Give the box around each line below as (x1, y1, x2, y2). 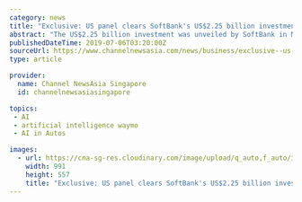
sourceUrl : (9, 47, 50, 56)
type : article (9, 55, 63, 64)
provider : (9, 71, 47, 81)
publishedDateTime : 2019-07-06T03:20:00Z (9, 38, 167, 48)
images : (9, 145, 39, 154)
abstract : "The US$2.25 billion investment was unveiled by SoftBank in (9, 30, 288, 39)
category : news (9, 13, 67, 22)
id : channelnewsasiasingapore (17, 87, 130, 97)
